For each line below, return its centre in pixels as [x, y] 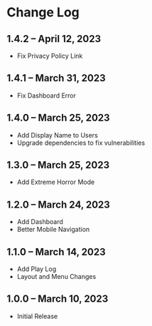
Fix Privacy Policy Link [50, 56]
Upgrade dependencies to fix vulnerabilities [81, 143]
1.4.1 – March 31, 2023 [56, 78]
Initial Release [37, 316]
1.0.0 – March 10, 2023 [58, 299]
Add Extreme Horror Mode [56, 182]
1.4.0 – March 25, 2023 [59, 118]
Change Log [43, 12]
